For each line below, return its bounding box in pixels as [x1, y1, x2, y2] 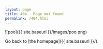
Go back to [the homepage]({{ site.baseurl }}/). [5, 38, 99, 44]
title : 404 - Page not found [5, 12, 64, 16]
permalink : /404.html [5, 16, 49, 21]
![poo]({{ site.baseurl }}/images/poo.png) [5, 29, 87, 35]
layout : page [5, 7, 31, 12]
